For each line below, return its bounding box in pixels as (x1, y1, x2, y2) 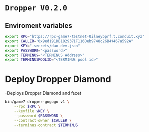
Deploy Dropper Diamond (5, 74, 111, 85)
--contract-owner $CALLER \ (14, 118, 72, 123)
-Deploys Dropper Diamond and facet (5, 90, 82, 96)
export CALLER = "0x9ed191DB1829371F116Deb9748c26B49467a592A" (5, 38, 134, 44)
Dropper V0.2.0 (5, 3, 68, 13)
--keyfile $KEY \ (14, 108, 50, 114)
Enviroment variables (5, 21, 73, 30)
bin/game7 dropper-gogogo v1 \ (5, 99, 70, 104)
